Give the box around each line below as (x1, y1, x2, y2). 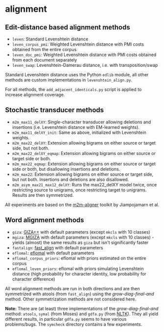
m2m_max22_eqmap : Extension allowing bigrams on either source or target (12, 161, 156, 167)
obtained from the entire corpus (12, 47, 77, 52)
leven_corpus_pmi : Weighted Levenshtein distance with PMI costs (12, 41, 144, 47)
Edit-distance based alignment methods (5, 23, 131, 31)
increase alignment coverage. (5, 92, 65, 97)
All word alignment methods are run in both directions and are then (5, 285, 140, 291)
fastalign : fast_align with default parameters (12, 244, 103, 250)
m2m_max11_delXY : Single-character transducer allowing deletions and (12, 119, 151, 125)
